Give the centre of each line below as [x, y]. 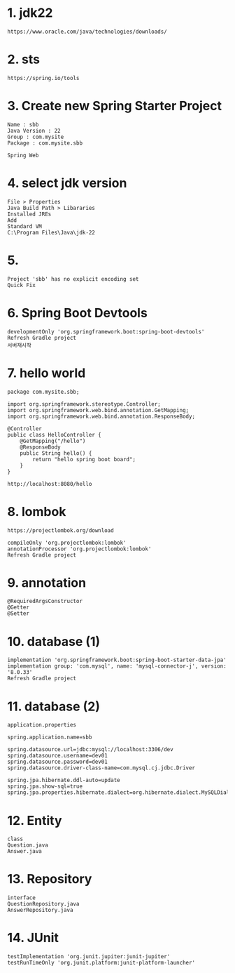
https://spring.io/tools [43, 78]
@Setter [19, 614]
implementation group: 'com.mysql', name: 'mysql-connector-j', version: [117, 666]
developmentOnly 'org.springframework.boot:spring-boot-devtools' [106, 331]
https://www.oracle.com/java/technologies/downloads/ [87, 32]
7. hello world [47, 373]
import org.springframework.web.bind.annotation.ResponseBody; [101, 416]
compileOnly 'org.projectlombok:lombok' [67, 543]
